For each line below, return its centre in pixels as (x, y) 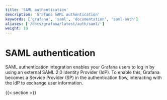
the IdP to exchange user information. (44, 83)
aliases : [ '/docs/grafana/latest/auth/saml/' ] (55, 24)
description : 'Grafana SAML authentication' (53, 14)
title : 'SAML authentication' (37, 10)
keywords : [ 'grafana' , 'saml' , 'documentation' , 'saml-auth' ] (72, 19)
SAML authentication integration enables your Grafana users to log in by (80, 67)
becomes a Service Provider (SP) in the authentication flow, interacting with (83, 77)
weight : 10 (17, 28)
